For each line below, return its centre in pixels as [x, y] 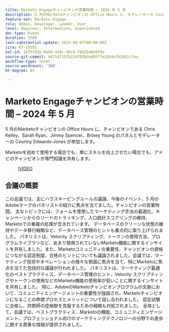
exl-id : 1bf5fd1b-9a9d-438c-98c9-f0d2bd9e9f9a [55, 52]
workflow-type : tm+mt [28, 61]
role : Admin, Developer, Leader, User [46, 24]
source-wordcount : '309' [31, 66]
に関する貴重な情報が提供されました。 [45, 324]
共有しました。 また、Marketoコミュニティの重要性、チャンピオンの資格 [89, 249]
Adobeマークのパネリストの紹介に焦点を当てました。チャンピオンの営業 [80, 205]
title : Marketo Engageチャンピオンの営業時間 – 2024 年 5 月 [66, 10]
